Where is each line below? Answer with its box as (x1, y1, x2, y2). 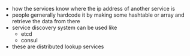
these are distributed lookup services (11, 43, 104, 50)
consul (20, 37, 38, 43)
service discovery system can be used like (11, 24, 117, 31)
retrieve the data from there (11, 18, 80, 24)
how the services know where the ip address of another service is (11, 5, 176, 12)
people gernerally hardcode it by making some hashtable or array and (11, 11, 185, 18)
